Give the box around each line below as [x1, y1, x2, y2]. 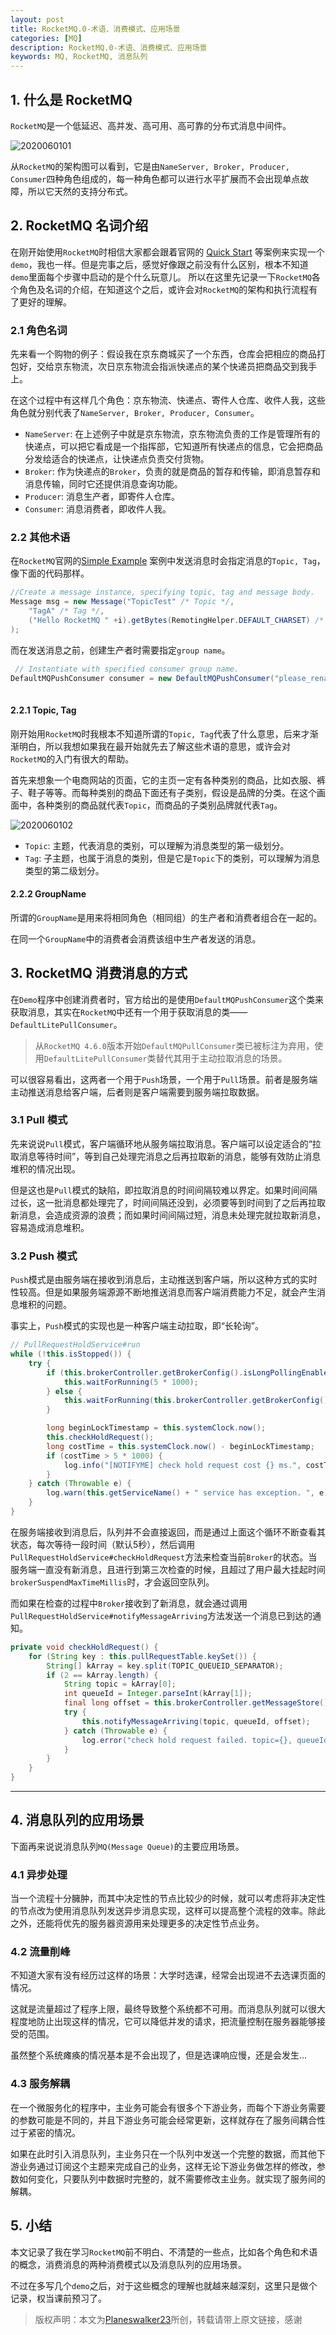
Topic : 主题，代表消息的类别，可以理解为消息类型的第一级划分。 [24, 839, 290, 851]
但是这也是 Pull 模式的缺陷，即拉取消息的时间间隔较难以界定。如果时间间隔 [10, 1184, 318, 1196]
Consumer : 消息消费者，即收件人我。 [24, 503, 172, 515]
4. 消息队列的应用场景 [10, 1812, 145, 1829]
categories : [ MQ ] [10, 33, 83, 43]
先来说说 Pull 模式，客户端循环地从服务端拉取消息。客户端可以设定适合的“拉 [10, 1137, 322, 1150]
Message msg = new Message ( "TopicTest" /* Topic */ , [10, 597, 235, 607]
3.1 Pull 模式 [10, 1113, 68, 1127]
